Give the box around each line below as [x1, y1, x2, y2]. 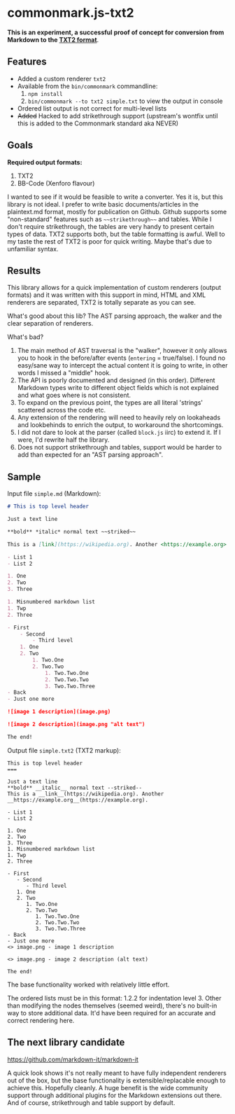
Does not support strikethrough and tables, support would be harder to [17, 443, 222, 452]
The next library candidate [7, 1036, 125, 1048]
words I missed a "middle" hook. [17, 369, 111, 377]
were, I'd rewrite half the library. [17, 436, 110, 444]
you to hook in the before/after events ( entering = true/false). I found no [17, 354, 226, 362]
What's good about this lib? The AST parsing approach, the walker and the [7, 312, 222, 320]
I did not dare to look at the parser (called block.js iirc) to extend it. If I [17, 429, 222, 437]
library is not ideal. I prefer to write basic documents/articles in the [7, 200, 199, 208]
